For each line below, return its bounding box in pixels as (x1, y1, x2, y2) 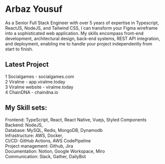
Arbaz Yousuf (5, 3, 63, 15)
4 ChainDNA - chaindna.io (5, 89, 58, 95)
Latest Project (5, 60, 49, 69)
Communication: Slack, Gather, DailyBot (5, 153, 86, 159)
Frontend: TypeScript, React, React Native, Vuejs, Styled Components (5, 117, 147, 123)
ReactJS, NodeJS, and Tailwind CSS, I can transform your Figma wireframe (5, 25, 158, 31)
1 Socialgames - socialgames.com (5, 73, 74, 80)
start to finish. (5, 46, 33, 52)
